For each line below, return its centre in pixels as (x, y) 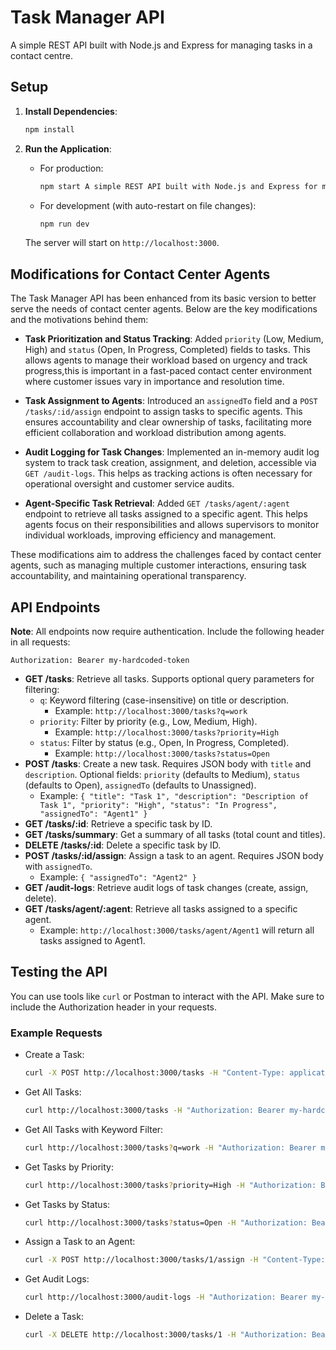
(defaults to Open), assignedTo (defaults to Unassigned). (140, 785)
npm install (49, 129)
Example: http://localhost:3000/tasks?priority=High (167, 732)
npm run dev (64, 224)
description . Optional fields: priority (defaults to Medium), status (162, 774)
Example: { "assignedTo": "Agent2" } (118, 877)
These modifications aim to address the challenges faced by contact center (166, 555)
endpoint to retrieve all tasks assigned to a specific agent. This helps (166, 514)
